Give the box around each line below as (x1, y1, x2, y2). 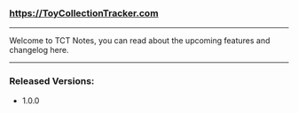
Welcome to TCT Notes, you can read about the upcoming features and (9, 35, 271, 46)
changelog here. (9, 45, 69, 56)
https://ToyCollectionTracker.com (9, 7, 159, 19)
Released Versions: (9, 75, 95, 87)
